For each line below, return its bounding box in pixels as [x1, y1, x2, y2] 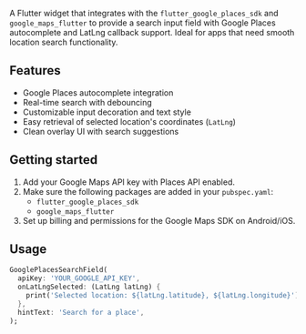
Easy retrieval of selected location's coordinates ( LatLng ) [22, 116, 237, 127]
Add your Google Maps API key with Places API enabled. [22, 177, 235, 187]
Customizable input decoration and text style [22, 106, 191, 117]
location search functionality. [9, 36, 118, 47]
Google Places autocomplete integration [22, 86, 174, 98]
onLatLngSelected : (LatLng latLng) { [17, 282, 161, 292]
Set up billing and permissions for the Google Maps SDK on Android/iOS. [22, 215, 296, 226]
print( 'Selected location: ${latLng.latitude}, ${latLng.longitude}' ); [25, 291, 303, 300]
